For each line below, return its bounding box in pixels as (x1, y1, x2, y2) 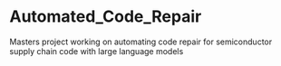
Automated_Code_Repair (9, 6, 202, 27)
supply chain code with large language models (9, 45, 184, 56)
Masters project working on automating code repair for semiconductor (9, 36, 273, 47)
